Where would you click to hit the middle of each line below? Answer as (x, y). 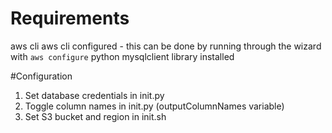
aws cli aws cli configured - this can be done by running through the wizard (166, 46)
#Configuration (41, 76)
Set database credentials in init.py (94, 95)
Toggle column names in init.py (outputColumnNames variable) (154, 106)
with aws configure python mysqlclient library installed (122, 56)
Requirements (70, 18)
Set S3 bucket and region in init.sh (95, 116)
